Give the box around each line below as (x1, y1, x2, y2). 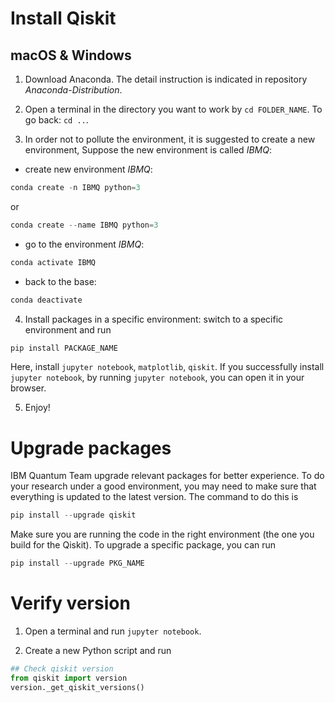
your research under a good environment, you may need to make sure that (10, 480, 317, 492)
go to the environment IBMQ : (24, 238, 145, 250)
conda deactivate (10, 295, 83, 305)
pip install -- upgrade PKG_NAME (10, 558, 145, 569)
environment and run (24, 323, 112, 336)
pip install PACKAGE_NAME (10, 343, 118, 353)
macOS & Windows (10, 47, 132, 64)
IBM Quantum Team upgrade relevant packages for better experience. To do (10, 470, 325, 482)
